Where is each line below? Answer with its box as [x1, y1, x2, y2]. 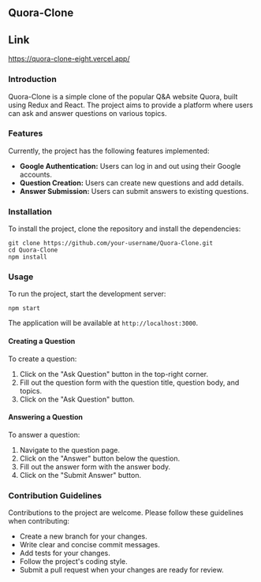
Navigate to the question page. [19, 445, 121, 454]
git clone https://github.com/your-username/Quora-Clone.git [8, 240, 214, 248]
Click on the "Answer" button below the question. [19, 453, 180, 463]
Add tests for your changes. [19, 548, 110, 558]
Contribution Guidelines [8, 490, 103, 501]
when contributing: [8, 517, 69, 526]
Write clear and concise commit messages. [19, 540, 160, 550]
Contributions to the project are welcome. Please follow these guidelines [8, 508, 244, 517]
